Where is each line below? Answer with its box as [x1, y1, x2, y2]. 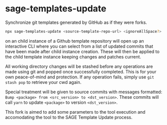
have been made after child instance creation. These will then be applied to [5, 48, 160, 55]
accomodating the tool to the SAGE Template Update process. [5, 114, 133, 120]
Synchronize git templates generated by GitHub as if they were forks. [5, 19, 147, 25]
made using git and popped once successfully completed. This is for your [5, 68, 157, 74]
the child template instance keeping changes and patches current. [5, 54, 141, 60]
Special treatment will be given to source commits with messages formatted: [5, 89, 163, 95]
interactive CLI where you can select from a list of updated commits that [5, 43, 154, 49]
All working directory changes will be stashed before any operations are [5, 63, 153, 69]
